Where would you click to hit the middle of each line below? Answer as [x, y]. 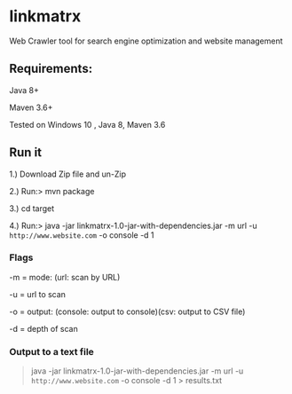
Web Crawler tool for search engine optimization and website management [146, 41]
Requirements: [51, 69]
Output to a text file [52, 351]
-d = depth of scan [43, 328]
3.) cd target [32, 208]
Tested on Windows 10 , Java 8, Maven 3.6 [87, 124]
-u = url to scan [38, 294]
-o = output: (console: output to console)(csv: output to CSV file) [127, 311]
